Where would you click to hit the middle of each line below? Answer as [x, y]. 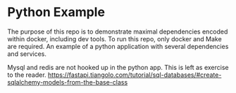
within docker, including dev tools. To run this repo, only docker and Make [114, 38]
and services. [27, 54]
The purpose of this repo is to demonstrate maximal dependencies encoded [118, 31]
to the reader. [27, 75]
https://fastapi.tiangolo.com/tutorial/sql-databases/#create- [135, 75]
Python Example [56, 12]
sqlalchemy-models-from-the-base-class [68, 82]
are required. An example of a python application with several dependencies [118, 46]
